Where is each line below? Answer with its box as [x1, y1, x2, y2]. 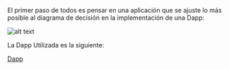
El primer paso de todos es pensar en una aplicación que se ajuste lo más [7, 6, 222, 14]
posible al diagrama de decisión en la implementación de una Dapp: [7, 13, 205, 22]
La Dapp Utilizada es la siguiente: [7, 41, 105, 49]
